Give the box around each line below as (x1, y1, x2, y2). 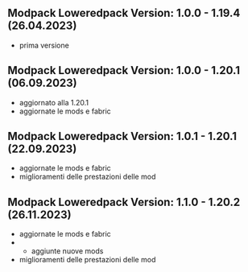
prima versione (19, 40, 69, 50)
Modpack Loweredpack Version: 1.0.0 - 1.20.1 (7, 64, 241, 77)
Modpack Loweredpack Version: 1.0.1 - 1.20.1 (7, 130, 238, 143)
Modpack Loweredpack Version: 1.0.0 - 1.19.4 (7, 6, 241, 20)
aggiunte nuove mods (31, 246, 104, 256)
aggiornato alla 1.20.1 (19, 97, 89, 107)
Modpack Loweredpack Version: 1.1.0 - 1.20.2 (7, 195, 241, 208)
